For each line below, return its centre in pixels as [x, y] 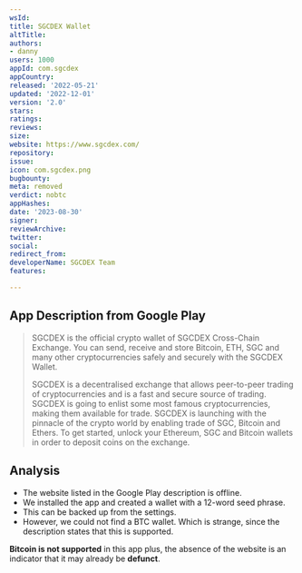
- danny [24, 52]
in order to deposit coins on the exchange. [111, 442]
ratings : [26, 119]
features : [28, 272]
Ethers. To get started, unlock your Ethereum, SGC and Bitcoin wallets [162, 432]
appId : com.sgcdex [44, 69]
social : [24, 246]
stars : [22, 111]
